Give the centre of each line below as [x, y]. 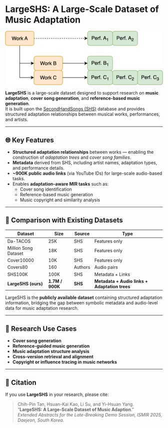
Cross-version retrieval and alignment [53, 357]
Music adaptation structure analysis [51, 351]
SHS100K [18, 274]
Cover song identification [46, 189]
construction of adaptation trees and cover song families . [72, 157]
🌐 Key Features [29, 140]
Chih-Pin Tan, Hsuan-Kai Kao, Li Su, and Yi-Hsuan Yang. [75, 404]
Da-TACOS [19, 241]
